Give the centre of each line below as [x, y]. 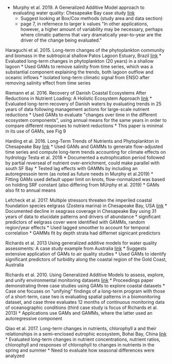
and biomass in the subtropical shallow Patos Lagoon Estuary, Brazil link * [83, 56]
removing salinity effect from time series [48, 83]
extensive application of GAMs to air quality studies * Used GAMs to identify [86, 254]
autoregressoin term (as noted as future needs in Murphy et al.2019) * [79, 174]
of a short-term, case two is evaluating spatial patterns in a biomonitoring [83, 297]
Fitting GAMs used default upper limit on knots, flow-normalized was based [85, 179]
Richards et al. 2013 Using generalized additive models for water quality [81, 243]
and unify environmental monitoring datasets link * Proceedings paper [80, 280]
